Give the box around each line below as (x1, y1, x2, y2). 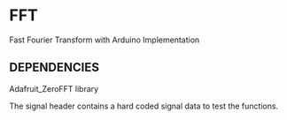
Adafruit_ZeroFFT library (9, 83, 99, 94)
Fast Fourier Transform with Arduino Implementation (9, 34, 200, 45)
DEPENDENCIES (9, 60, 100, 75)
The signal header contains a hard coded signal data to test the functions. (9, 101, 279, 111)
